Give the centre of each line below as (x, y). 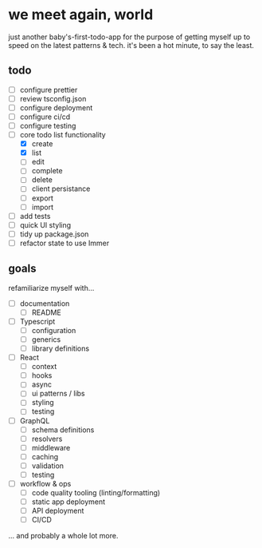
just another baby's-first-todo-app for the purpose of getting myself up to (129, 37)
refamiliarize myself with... (51, 288)
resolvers (47, 439)
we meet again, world (81, 15)
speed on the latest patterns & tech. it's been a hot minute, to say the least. (131, 45)
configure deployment (56, 107)
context (44, 367)
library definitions (61, 348)
